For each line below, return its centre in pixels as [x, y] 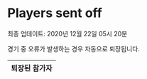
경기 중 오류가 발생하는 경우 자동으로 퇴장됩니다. [74, 48]
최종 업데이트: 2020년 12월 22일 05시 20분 [67, 33]
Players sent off [55, 13]
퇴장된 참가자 [32, 68]
